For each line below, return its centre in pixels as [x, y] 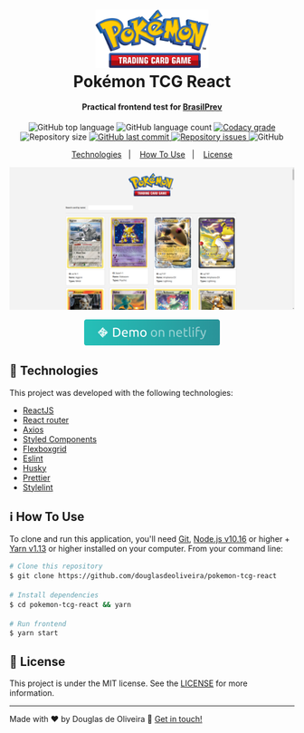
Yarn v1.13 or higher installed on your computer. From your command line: [146, 549]
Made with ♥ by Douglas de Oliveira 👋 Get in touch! [106, 719]
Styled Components [60, 439]
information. [32, 693]
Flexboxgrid [44, 448]
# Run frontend [38, 624]
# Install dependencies [54, 595]
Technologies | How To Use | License [152, 154]
